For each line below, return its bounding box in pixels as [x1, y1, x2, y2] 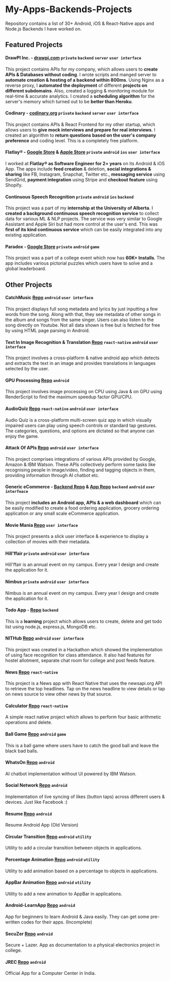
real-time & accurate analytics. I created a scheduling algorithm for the [5, 93, 155, 99]
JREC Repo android [5, 959, 46, 965]
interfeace [5, 489, 28, 494]
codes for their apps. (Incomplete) [21, 919, 92, 925]
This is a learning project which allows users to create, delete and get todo [5, 618, 162, 624]
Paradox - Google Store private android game [5, 243, 100, 249]
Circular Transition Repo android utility [5, 833, 92, 839]
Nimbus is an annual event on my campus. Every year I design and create [5, 590, 159, 596]
